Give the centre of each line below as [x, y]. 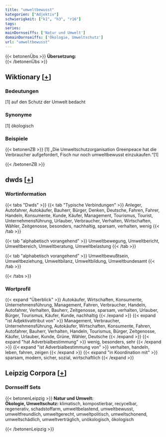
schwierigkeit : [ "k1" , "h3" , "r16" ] [43, 19]
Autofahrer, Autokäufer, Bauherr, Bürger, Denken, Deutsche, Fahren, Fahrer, [83, 210]
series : [13, 28]
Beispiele [17, 139]
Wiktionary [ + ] [28, 77]
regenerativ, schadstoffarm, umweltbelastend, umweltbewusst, [70, 409]
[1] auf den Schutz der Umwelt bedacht [45, 102]
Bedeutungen [22, 91]
